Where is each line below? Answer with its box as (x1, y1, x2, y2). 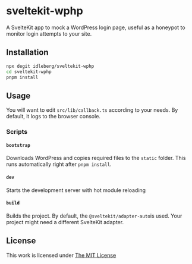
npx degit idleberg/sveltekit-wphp (6, 63, 95, 69)
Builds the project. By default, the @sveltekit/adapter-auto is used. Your (6, 212, 182, 219)
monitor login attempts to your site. (6, 30, 92, 37)
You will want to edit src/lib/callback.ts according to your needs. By (6, 106, 178, 114)
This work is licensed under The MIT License (6, 252, 117, 259)
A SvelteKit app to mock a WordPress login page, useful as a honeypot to (6, 24, 185, 31)
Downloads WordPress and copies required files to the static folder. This (6, 155, 186, 162)
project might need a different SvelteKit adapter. (6, 218, 124, 225)
